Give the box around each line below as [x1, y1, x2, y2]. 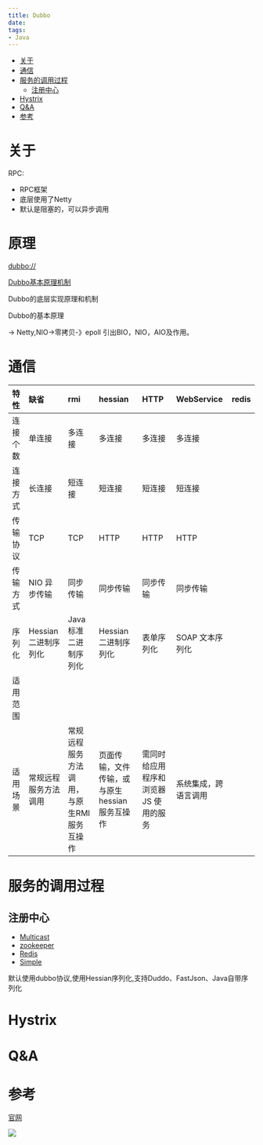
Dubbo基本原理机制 [8, 278, 71, 287]
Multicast [19, 932, 50, 942]
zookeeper [19, 941, 55, 950]
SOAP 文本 [175, 633, 215, 644]
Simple [19, 957, 42, 967]
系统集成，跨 [175, 779, 224, 789]
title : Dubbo [8, 11, 51, 20]
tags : [8, 26, 26, 34]
